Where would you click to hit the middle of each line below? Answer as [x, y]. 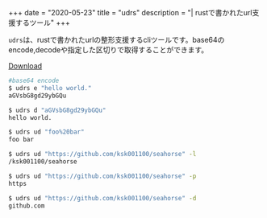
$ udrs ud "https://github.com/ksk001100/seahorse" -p [102, 176]
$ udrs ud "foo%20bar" [46, 132]
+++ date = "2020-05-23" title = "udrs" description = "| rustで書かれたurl [130, 12]
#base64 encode [34, 80]
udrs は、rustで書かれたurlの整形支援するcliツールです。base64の [117, 40]
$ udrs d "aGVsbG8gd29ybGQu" [57, 110]
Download [25, 66]
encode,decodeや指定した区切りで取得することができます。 [108, 50]
